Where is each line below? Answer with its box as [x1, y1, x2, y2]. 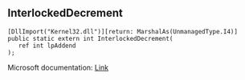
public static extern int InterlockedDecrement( [7, 34, 174, 42]
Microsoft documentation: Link [7, 62, 109, 72]
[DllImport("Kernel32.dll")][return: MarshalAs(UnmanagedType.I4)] [7, 27, 239, 35]
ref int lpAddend [18, 42, 77, 50]
